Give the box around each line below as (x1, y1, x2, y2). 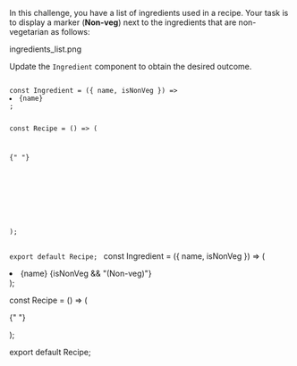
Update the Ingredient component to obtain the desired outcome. (9, 62, 252, 71)
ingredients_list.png (9, 44, 82, 54)
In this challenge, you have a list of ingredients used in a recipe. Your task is (9, 8, 289, 18)
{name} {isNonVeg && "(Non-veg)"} (21, 268, 152, 279)
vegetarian (9, 27, 49, 37)
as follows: (50, 27, 91, 37)
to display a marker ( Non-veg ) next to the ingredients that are (9, 17, 237, 28)
